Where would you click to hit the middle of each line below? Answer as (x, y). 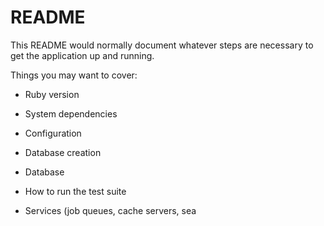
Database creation (63, 152)
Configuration (53, 133)
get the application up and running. (82, 55)
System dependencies (71, 113)
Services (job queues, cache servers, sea (110, 210)
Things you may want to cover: (74, 75)
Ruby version (52, 94)
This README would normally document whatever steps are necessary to (162, 45)
